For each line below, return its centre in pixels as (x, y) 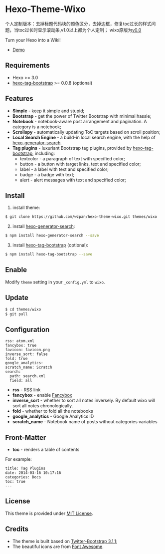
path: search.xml (28, 376)
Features (19, 99)
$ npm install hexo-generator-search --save (52, 236)
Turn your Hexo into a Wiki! (33, 40)
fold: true (16, 359)
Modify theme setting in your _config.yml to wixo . (55, 282)
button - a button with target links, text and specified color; (80, 164)
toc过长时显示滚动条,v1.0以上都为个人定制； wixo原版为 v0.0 (80, 30)
